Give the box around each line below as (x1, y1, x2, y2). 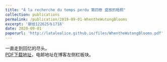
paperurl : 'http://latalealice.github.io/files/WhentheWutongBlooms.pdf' (5, 31, 164, 36)
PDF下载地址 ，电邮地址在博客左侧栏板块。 (5, 51, 94, 57)
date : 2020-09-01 (5, 26, 42, 31)
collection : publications (5, 12, 60, 17)
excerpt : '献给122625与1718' (5, 21, 65, 27)
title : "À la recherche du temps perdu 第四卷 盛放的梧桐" (5, 7, 126, 13)
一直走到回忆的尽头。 (5, 45, 49, 51)
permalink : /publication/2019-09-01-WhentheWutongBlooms (5, 17, 128, 22)
